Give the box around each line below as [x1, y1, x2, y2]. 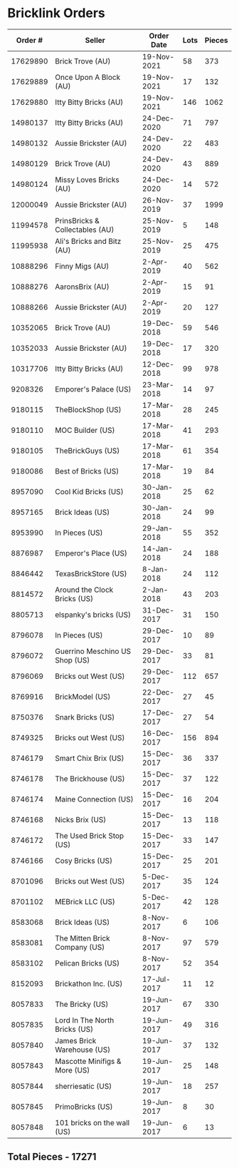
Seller [85, 35, 105, 45]
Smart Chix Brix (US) [55, 753, 124, 763]
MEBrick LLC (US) [55, 896, 116, 906]
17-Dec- [142, 707, 174, 717]
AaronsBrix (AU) [55, 282, 110, 292]
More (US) [55, 1065, 90, 1075]
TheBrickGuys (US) [55, 446, 120, 456]
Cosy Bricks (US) [55, 856, 112, 866]
